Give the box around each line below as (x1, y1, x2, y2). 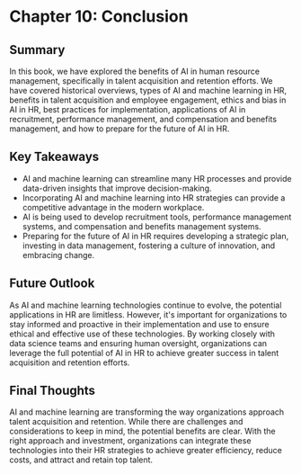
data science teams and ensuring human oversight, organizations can (9, 337, 268, 348)
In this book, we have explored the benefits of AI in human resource (9, 66, 261, 76)
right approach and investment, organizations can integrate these (9, 435, 252, 446)
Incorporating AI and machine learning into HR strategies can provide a (22, 192, 286, 203)
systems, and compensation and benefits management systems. (22, 220, 262, 231)
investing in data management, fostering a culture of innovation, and (22, 240, 276, 251)
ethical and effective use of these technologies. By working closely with (9, 328, 276, 339)
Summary (9, 42, 66, 58)
